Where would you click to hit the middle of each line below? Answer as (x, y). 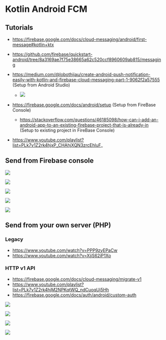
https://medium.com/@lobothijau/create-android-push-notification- (81, 74)
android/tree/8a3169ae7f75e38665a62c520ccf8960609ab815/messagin (86, 60)
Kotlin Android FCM (46, 9)
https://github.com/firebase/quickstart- (52, 54)
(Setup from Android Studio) (41, 85)
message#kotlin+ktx (33, 45)
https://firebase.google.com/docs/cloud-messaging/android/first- (80, 39)
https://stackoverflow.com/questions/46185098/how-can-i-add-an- (89, 120)
